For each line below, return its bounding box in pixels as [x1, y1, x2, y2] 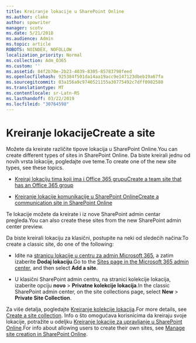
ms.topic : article [6, 42, 51, 47]
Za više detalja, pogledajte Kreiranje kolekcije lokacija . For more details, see [6, 306, 187, 313]
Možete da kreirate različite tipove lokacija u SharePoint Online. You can [6, 146, 178, 153]
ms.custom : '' [6, 63, 41, 69]
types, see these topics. [6, 164, 64, 171]
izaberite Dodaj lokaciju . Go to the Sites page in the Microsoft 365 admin [14, 258, 189, 265]
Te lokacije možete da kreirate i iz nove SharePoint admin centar [6, 211, 161, 218]
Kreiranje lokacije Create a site [6, 126, 156, 139]
